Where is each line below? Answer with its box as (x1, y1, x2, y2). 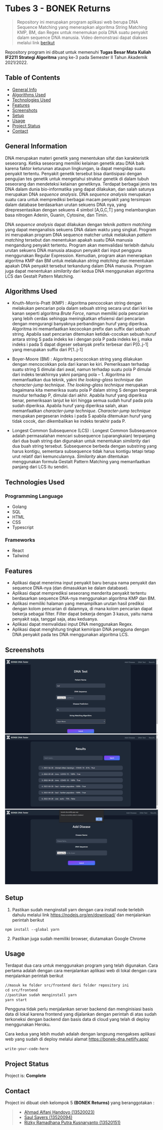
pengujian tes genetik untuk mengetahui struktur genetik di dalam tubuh (5, 176, 149, 182)
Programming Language (5, 492, 63, 499)
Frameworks (5, 536, 35, 543)
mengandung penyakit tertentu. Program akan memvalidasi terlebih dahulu (5, 242, 154, 248)
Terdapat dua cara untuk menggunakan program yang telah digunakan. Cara (5, 962, 158, 968)
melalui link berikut (16, 39, 55, 45)
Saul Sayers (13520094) (24, 1114, 73, 1120)
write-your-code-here (5, 1047, 49, 1052)
